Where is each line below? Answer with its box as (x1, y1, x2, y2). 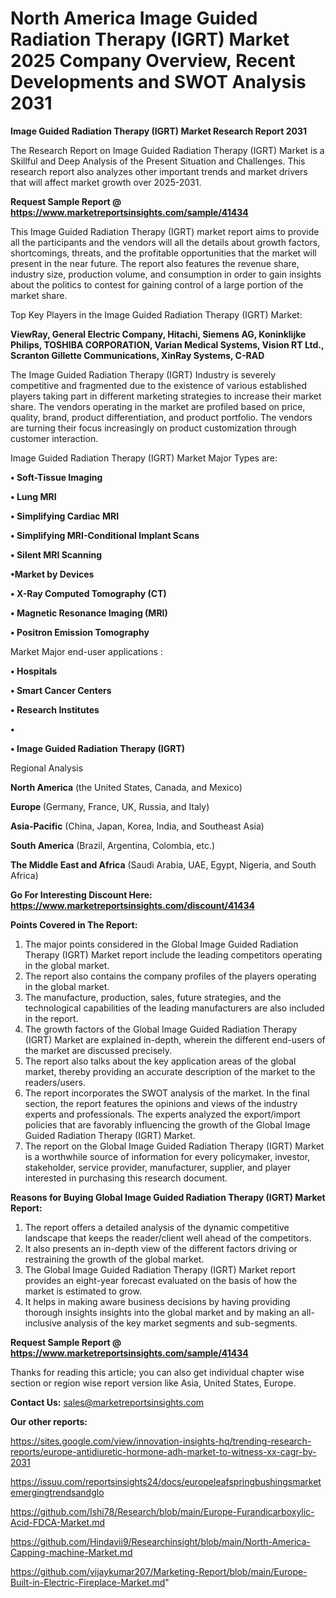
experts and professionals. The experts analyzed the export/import (24, 1108, 301, 1120)
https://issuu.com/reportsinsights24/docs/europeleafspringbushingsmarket (10, 1475, 322, 1487)
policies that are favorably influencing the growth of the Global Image (24, 1118, 311, 1131)
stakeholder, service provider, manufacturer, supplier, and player (24, 1161, 292, 1173)
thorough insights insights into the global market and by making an (24, 1306, 300, 1318)
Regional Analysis (10, 762, 84, 774)
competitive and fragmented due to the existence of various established (10, 379, 308, 391)
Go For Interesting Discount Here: (10, 888, 153, 901)
